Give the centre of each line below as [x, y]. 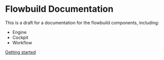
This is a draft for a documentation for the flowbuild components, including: [82, 23]
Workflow [22, 42]
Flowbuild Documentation [59, 9]
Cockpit [20, 37]
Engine [19, 32]
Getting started [21, 52]
